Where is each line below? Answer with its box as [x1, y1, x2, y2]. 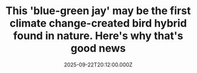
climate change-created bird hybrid [9, 16, 187, 30]
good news [71, 42, 126, 55]
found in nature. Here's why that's [13, 29, 183, 42]
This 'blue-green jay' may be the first [5, 4, 191, 18]
